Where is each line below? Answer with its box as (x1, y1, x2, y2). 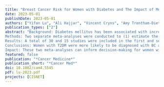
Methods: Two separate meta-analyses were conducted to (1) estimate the (5, 34, 159, 39)
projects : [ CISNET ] (5, 74, 45, 79)
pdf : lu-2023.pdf (5, 70, 41, 75)
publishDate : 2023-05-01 (5, 16, 56, 21)
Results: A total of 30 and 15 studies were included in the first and (5, 39, 154, 43)
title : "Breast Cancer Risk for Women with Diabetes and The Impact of (5, 7, 154, 12)
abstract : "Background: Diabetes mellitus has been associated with (5, 29, 147, 34)
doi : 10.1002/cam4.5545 (5, 66, 54, 71)
